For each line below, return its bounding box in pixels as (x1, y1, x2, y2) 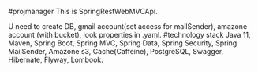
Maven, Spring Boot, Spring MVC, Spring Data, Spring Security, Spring (8, 38, 237, 48)
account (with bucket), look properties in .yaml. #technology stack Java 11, (8, 31, 251, 39)
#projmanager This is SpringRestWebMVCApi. (8, 7, 158, 16)
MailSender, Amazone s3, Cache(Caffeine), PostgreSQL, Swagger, (8, 47, 224, 56)
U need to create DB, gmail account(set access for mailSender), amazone (8, 22, 248, 31)
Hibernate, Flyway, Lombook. (8, 55, 104, 64)
